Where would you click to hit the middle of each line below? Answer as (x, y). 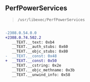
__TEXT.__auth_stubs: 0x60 (40, 47)
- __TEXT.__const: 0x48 (31, 56)
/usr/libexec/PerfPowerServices (51, 19)
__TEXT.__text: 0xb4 (33, 42)
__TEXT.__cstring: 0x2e (36, 65)
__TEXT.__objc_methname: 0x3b (43, 70)
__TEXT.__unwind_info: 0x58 (41, 74)
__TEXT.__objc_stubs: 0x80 (40, 51)
